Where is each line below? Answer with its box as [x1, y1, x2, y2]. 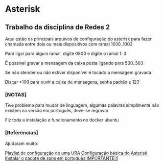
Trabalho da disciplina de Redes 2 [5, 23, 110, 31]
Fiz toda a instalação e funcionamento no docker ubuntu [5, 117, 119, 123]
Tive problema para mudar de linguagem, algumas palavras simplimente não [5, 102, 160, 108]
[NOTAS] [5, 91, 27, 98]
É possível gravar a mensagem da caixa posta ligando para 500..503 [5, 60, 143, 66]
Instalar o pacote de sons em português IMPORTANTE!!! [5, 155, 118, 161]
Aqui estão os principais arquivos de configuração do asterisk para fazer [5, 36, 152, 42]
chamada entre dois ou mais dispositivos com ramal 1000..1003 [5, 41, 133, 47]
